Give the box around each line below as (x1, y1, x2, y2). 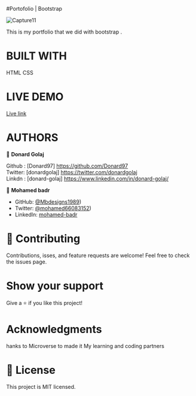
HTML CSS (6, 69, 34, 76)
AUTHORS (6, 131, 59, 144)
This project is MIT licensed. (6, 383, 76, 390)
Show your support (6, 279, 103, 292)
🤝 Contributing (6, 232, 81, 245)
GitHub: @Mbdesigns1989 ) (14, 198, 82, 205)
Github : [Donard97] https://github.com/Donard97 (6, 162, 128, 170)
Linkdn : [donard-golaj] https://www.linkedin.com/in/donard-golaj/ (6, 175, 169, 182)
